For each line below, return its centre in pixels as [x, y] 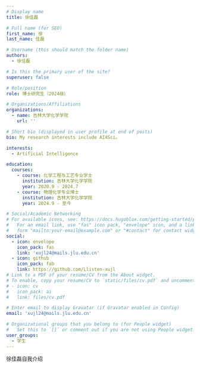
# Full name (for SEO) [34, 28]
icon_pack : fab [36, 264]
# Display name [25, 12]
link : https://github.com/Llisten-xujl [66, 270]
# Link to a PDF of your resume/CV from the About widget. [81, 275]
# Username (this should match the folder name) [68, 50]
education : [20, 165]
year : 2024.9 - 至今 [46, 203]
